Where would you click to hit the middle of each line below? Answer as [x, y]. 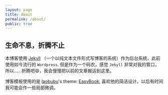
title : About [19, 14]
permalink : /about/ [26, 19]
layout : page [19, 10]
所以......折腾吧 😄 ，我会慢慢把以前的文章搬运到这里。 [60, 71]
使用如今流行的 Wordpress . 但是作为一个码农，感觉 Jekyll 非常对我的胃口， [82, 64]
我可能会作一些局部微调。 [32, 87]
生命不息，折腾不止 [35, 45]
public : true [19, 24]
